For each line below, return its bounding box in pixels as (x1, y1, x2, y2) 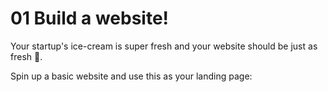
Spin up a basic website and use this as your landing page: (10, 70, 253, 82)
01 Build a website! (10, 7, 170, 30)
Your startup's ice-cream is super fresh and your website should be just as (10, 40, 318, 52)
